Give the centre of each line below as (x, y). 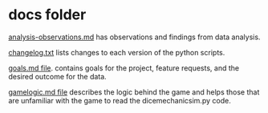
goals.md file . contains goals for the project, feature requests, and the (124, 68)
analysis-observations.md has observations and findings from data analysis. (134, 37)
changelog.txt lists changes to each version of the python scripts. (117, 52)
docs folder (47, 15)
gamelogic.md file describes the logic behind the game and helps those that (134, 92)
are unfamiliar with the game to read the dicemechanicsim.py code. (120, 100)
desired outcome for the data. (57, 76)
